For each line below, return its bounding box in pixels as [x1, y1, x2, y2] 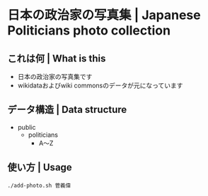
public [17, 123, 36, 131]
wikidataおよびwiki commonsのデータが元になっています [17, 81, 183, 90]
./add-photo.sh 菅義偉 [7, 182, 71, 189]
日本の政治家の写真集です [17, 73, 93, 80]
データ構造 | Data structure [7, 104, 127, 116]
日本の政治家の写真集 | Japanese [7, 7, 201, 23]
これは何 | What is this [7, 52, 106, 64]
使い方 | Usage [7, 161, 72, 173]
